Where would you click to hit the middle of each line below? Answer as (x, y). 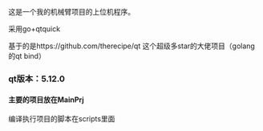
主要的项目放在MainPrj (46, 100)
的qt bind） (27, 56)
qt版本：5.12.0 (37, 79)
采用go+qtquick (34, 29)
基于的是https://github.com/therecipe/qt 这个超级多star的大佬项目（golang (131, 46)
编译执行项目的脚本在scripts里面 (62, 119)
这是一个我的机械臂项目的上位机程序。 (71, 12)
